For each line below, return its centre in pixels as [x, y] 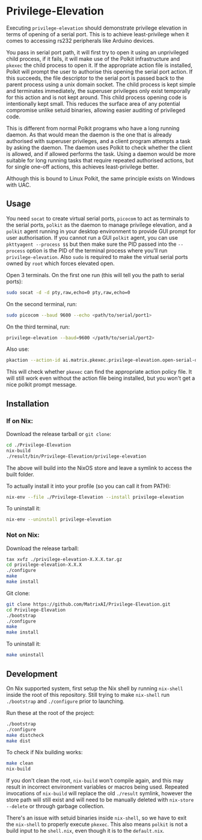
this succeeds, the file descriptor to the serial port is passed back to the [95, 78]
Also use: [18, 349]
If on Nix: [20, 421]
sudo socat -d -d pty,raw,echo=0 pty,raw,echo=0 [68, 292]
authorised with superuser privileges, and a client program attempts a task [99, 141]
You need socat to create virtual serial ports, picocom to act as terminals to [98, 218]
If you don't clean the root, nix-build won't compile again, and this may [95, 781]
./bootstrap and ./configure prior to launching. [66, 701]
